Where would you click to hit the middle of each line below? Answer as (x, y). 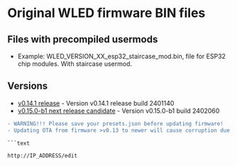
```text (19, 143)
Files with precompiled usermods (83, 39)
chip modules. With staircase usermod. (75, 64)
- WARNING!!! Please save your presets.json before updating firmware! (115, 123)
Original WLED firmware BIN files (106, 13)
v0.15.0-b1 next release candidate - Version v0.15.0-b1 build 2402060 (118, 111)
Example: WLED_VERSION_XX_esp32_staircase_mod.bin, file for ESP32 (121, 56)
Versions (28, 86)
